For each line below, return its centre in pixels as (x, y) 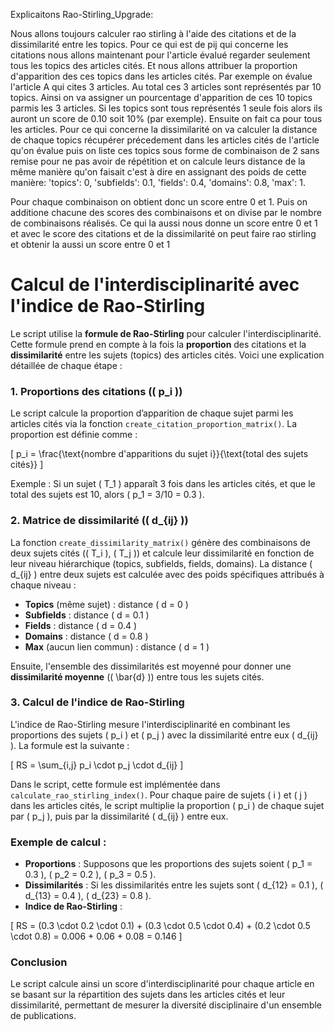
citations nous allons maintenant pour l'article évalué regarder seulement (160, 55)
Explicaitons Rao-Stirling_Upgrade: (82, 14)
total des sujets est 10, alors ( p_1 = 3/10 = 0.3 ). (107, 495)
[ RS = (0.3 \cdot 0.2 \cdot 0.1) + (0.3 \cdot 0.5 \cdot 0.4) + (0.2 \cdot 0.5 (160, 926)
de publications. (43, 1016)
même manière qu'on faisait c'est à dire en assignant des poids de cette (158, 172)
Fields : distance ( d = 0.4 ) (81, 625)
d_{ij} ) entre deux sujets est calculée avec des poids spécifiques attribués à (167, 574)
